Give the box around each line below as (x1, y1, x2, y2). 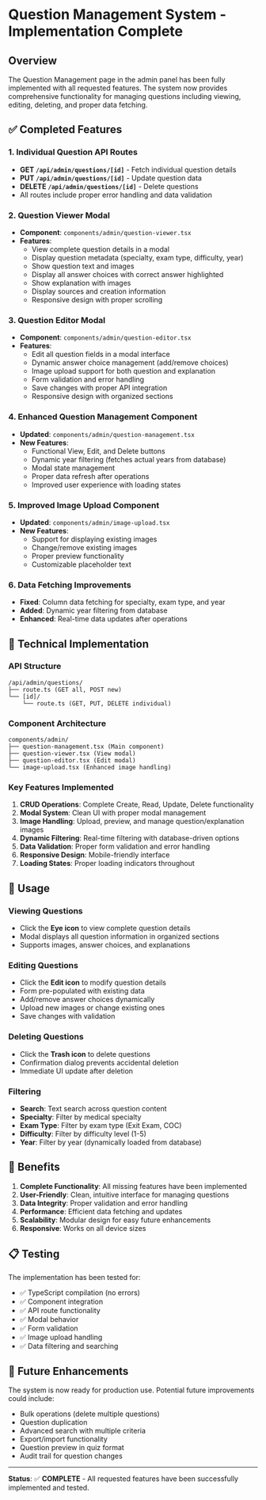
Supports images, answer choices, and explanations (19, 940, 191, 950)
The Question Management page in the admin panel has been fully (8, 75, 226, 84)
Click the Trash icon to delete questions (19, 1049, 150, 1058)
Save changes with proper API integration (31, 383, 168, 393)
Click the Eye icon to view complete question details (19, 924, 192, 933)
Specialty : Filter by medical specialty (19, 1112, 142, 1122)
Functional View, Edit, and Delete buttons (31, 446, 165, 456)
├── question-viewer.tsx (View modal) (8, 750, 136, 758)
